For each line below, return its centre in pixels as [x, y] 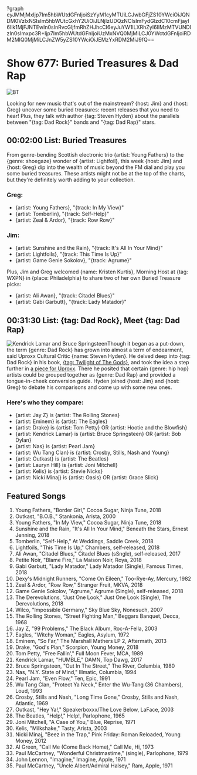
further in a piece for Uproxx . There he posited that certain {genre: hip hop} [98, 368]
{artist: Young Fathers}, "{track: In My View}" [69, 208]
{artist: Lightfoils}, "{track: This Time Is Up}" [68, 254]
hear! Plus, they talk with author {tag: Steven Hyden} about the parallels [93, 116]
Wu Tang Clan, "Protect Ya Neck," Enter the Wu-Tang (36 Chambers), [99, 685]
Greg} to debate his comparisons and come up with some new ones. [89, 387]
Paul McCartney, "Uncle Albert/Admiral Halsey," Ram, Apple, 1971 [94, 766]
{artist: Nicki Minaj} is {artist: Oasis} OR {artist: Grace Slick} [87, 478]
